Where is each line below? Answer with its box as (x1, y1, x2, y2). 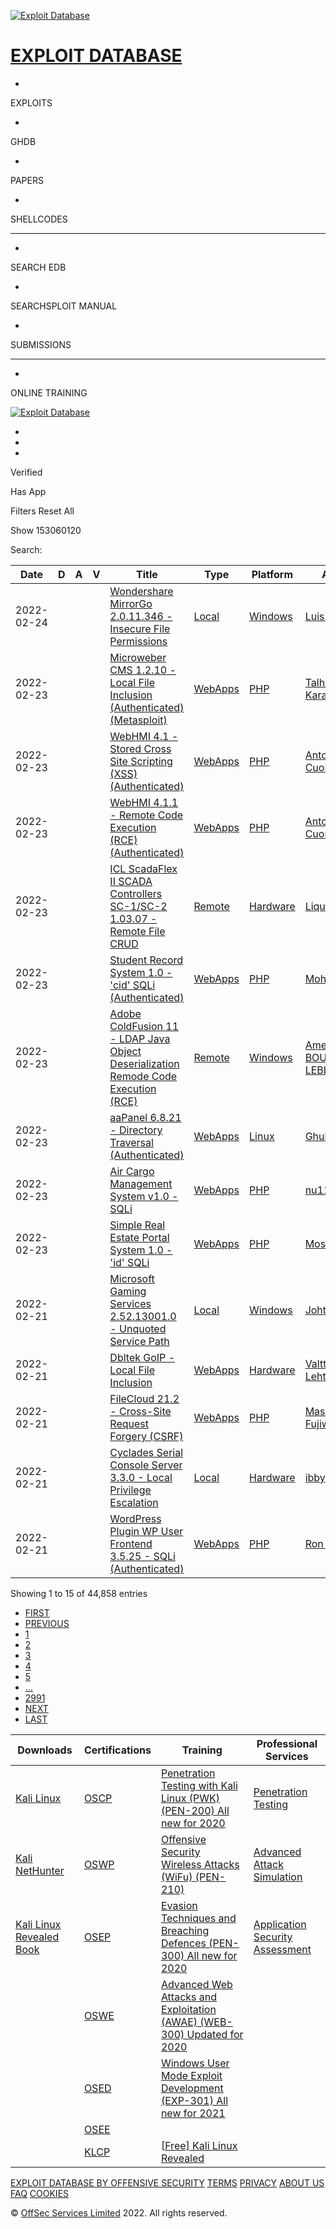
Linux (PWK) (160, 1791, 220, 1805)
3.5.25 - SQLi (109, 1549, 176, 1563)
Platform (251, 567, 294, 581)
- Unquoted (109, 1321, 167, 1335)
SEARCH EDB (10, 261, 67, 273)
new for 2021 (160, 2106, 226, 2120)
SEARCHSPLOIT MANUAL (10, 300, 118, 312)
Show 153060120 (10, 524, 82, 536)
